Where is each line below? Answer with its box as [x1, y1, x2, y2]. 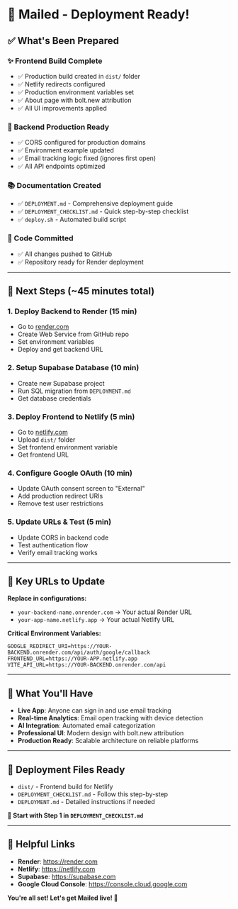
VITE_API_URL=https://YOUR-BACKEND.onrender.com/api [7, 662, 166, 669]
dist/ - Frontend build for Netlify [17, 783, 113, 791]
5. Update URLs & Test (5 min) [7, 517, 112, 527]
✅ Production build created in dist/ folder [17, 72, 140, 80]
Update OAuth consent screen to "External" [17, 484, 145, 493]
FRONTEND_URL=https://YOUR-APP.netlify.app [7, 655, 138, 662]
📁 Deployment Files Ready [7, 764, 125, 776]
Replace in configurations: [7, 594, 87, 603]
